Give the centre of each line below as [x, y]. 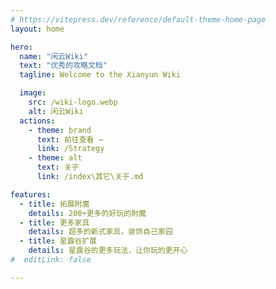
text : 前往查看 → [69, 139]
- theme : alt [55, 158]
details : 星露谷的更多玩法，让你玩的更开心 [108, 251]
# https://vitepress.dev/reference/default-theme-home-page [138, 19]
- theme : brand [60, 130]
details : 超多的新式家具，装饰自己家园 [100, 232]
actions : [37, 121]
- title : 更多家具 [54, 222]
